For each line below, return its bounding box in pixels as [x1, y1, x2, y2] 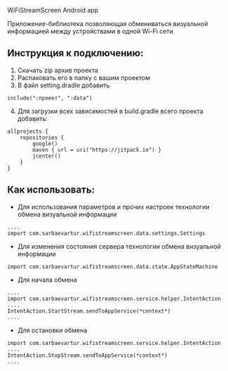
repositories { [20, 134, 65, 141]
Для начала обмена [17, 275, 77, 284]
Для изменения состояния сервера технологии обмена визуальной [17, 242, 221, 250]
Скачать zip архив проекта [17, 66, 98, 74]
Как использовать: [7, 184, 95, 196]
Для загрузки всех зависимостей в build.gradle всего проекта [17, 107, 203, 115]
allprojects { [7, 128, 49, 135]
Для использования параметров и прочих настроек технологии [17, 202, 210, 211]
